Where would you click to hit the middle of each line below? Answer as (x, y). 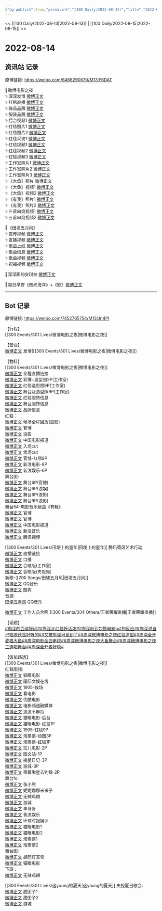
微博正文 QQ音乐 (22, 584)
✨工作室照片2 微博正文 (28, 169)
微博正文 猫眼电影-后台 (28, 718)
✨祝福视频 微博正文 (24, 264)
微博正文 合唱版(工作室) (28, 566)
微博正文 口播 (18, 559)
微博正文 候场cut (21, 452)
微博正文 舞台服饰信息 (27, 404)
